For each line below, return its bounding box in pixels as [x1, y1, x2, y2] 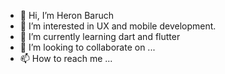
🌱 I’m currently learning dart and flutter [19, 31, 181, 42]
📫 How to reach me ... [19, 53, 113, 64]
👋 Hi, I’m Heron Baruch [19, 10, 115, 21]
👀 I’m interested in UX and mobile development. [19, 20, 217, 32]
